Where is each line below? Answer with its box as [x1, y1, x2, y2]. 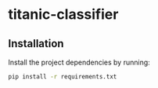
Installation [8, 37, 64, 50]
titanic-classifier [8, 5, 119, 24]
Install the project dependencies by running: [8, 57, 150, 67]
